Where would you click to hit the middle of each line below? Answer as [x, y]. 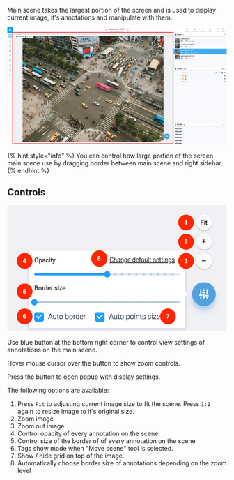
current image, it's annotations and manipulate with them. [90, 17]
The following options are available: [58, 390]
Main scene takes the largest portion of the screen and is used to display [112, 10]
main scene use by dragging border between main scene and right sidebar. [115, 163]
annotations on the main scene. [52, 350]
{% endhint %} [29, 170]
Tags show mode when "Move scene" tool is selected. [95, 448]
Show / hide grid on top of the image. [71, 456]
